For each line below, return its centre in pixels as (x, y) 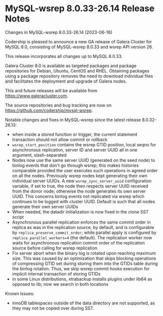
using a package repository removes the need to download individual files (79, 76)
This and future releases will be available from (51, 90)
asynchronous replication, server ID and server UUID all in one (75, 150)
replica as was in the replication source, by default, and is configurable (83, 227)
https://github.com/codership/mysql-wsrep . (49, 110)
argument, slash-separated (39, 155)
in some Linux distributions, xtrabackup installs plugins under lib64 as (82, 279)
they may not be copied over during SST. (53, 308)
